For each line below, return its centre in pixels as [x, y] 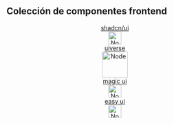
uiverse [115, 48]
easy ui [115, 101]
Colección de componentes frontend [87, 11]
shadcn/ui [115, 27]
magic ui [115, 81]
